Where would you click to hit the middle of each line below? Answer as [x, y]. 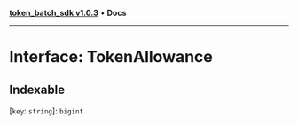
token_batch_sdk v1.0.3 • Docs [68, 13]
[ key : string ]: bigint [47, 111]
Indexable [37, 89]
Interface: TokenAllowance [111, 57]
